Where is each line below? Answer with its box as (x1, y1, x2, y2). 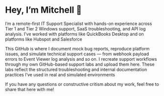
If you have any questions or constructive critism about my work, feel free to (5, 81, 159, 87)
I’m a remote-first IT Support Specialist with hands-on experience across (5, 21, 152, 26)
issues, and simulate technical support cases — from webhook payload (5, 51, 149, 57)
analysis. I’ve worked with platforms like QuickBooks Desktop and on (5, 31, 144, 37)
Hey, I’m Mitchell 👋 (5, 4, 82, 16)
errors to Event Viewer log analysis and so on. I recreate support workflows (5, 56, 157, 62)
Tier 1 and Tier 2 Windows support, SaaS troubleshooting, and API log (5, 25, 146, 31)
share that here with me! (5, 86, 54, 92)
